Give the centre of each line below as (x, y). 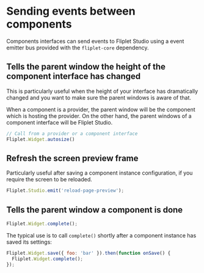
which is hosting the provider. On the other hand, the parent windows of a (99, 116)
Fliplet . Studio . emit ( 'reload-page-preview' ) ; (65, 191)
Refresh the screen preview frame (72, 158)
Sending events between (71, 11)
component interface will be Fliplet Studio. (60, 122)
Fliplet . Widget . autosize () (41, 139)
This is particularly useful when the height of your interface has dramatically (102, 91)
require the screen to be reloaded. (49, 180)
